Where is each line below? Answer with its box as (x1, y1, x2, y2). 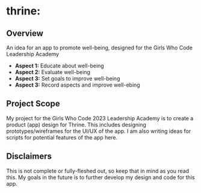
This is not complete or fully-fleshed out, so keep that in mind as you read (6, 167, 190, 174)
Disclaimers (6, 152, 52, 162)
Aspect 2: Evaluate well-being (14, 69, 90, 76)
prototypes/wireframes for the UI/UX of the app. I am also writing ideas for (6, 127, 191, 135)
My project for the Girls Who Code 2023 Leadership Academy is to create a (6, 114, 194, 121)
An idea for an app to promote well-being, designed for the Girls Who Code (6, 44, 193, 51)
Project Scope (6, 99, 60, 109)
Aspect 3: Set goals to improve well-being (14, 75, 120, 82)
